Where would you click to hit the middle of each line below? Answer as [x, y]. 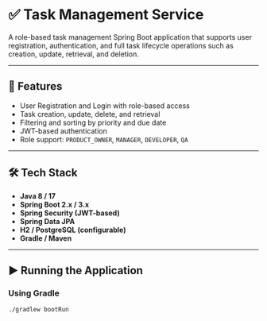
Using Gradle [34, 293]
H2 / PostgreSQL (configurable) [73, 230]
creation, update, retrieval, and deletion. [74, 54]
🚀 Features [35, 86]
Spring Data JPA [47, 221]
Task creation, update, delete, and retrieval [90, 114]
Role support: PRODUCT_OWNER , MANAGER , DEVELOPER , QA [104, 139]
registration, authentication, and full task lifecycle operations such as [121, 45]
